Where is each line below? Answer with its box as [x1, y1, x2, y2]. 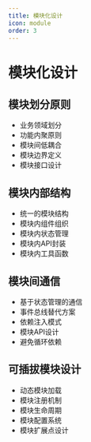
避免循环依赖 [19, 337, 62, 346]
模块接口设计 [19, 161, 62, 170]
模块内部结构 [8, 185, 71, 200]
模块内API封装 [19, 239, 66, 249]
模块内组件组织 [19, 219, 69, 229]
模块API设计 [19, 327, 59, 336]
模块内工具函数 [19, 249, 69, 258]
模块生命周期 [19, 405, 62, 415]
